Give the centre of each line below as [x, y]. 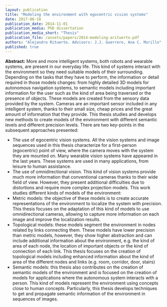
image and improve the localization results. [56, 219]
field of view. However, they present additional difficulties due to [78, 182]
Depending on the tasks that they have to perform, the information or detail [82, 77]
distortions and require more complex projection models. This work [81, 187]
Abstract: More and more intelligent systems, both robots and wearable [79, 61]
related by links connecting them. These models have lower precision [84, 230]
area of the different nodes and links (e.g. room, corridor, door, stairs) [84, 262]
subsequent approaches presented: [42, 130]
